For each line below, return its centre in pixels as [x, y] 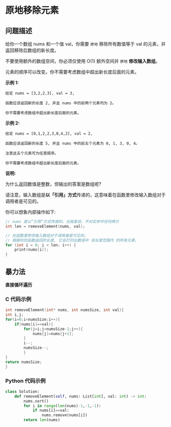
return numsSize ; [24, 362]
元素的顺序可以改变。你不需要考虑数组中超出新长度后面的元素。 [72, 72]
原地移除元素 [32, 10]
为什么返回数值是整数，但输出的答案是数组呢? [53, 184]
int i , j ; [15, 315]
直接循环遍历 [19, 285]
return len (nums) [42, 420]
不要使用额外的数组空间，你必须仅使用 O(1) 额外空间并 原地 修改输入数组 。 [83, 61]
